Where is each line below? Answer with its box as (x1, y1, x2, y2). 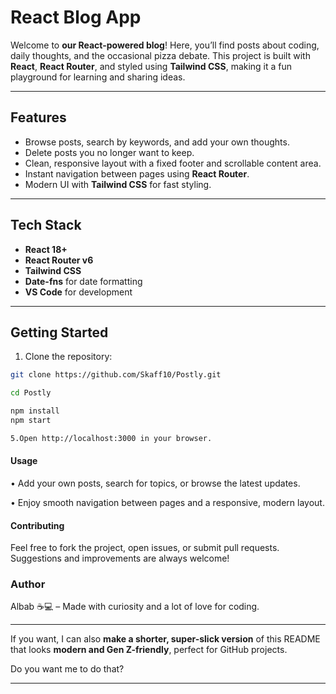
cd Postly (10, 388, 52, 398)
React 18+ (24, 243, 68, 255)
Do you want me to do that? (10, 663, 125, 675)
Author (10, 577, 46, 591)
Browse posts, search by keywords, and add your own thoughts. (24, 136, 290, 148)
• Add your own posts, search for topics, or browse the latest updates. (10, 477, 301, 489)
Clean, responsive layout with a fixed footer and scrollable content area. (24, 157, 322, 169)
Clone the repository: (24, 351, 113, 363)
